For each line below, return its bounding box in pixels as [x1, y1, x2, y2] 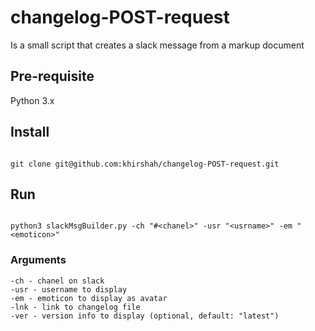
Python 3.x [10, 94, 55, 106]
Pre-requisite [10, 68, 95, 85]
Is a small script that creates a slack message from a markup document [10, 39, 305, 51]
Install [10, 124, 50, 141]
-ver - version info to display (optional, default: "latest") [10, 311, 280, 321]
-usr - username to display [10, 284, 128, 295]
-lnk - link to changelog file [10, 302, 141, 312]
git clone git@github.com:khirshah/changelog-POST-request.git [10, 159, 280, 169]
